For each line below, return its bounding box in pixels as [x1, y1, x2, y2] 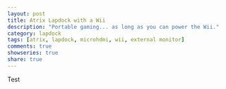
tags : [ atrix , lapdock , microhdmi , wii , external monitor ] [7, 36, 185, 43]
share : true [7, 56, 42, 63]
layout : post [7, 10, 46, 18]
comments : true [7, 43, 52, 50]
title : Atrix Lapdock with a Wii [7, 17, 106, 24]
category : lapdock [7, 29, 61, 37]
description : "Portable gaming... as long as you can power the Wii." [7, 23, 220, 30]
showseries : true [7, 50, 59, 57]
